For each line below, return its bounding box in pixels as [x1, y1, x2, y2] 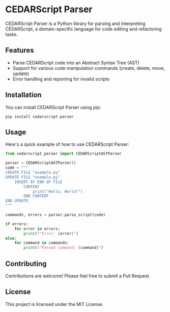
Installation [5, 91, 42, 99]
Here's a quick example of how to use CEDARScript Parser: [5, 141, 130, 147]
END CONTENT [23, 194, 49, 199]
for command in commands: [14, 241, 70, 246]
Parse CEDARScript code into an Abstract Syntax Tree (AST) [12, 60, 140, 66]
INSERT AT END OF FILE [14, 179, 63, 185]
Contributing [5, 259, 47, 268]
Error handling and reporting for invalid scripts [12, 75, 110, 82]
